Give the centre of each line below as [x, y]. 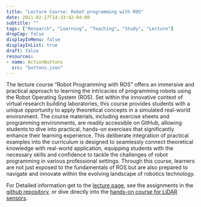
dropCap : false [25, 34]
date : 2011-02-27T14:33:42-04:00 [48, 17]
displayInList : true [32, 46]
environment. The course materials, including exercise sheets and [88, 116]
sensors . [17, 198]
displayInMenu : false [33, 40]
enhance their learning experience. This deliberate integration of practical [97, 136]
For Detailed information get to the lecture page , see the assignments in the [100, 185]
